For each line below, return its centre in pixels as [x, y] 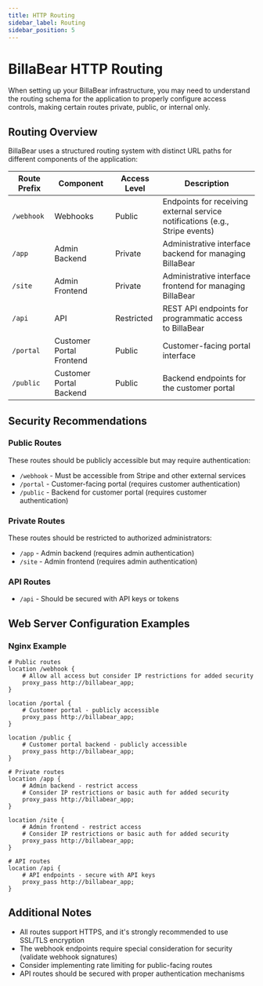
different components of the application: [73, 159]
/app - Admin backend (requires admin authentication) [107, 553]
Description [207, 184]
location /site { [36, 820]
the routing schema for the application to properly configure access [117, 99]
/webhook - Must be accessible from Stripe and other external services [133, 475]
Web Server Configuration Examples [99, 624]
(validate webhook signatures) [68, 957]
